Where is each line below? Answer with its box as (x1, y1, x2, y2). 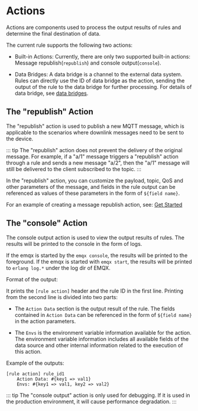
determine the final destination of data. (6, 30, 101, 37)
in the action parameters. (14, 317, 76, 325)
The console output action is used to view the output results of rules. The (6, 234, 185, 241)
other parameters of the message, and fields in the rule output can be (6, 183, 176, 190)
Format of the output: (6, 275, 58, 282)
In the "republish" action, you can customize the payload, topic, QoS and (6, 176, 183, 184)
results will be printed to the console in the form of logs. (6, 240, 142, 247)
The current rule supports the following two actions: (6, 41, 133, 49)
